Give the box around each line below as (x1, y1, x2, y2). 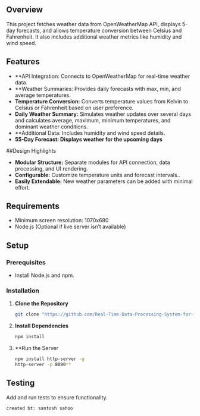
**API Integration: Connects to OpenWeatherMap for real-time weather (14, 73, 190, 80)
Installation (6, 286, 40, 295)
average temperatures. (14, 92, 71, 99)
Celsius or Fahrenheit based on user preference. (14, 104, 134, 111)
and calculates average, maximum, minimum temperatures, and (14, 116, 171, 124)
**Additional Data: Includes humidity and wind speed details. (14, 129, 165, 136)
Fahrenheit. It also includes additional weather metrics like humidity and (6, 33, 182, 40)
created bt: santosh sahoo (6, 405, 73, 411)
